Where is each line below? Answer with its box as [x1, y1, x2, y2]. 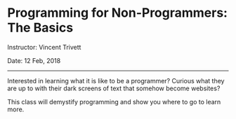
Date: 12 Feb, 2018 [7, 56, 61, 64]
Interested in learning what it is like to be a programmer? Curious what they [7, 76, 225, 85]
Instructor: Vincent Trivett [7, 43, 81, 51]
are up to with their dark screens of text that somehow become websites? [7, 84, 221, 92]
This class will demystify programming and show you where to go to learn [7, 97, 221, 106]
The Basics [7, 20, 74, 36]
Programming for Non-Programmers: [7, 5, 228, 21]
